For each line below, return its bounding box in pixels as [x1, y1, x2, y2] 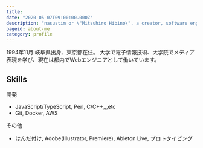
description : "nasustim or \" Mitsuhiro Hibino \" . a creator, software [6, 20, 188, 26]
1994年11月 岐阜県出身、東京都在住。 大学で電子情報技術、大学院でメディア [6, 49, 195, 56]
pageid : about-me [6, 25, 50, 32]
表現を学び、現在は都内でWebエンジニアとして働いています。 [6, 56, 160, 63]
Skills [6, 74, 27, 85]
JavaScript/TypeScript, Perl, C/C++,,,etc [14, 103, 116, 110]
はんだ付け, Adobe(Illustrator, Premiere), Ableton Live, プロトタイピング [14, 134, 193, 142]
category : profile [6, 31, 53, 37]
